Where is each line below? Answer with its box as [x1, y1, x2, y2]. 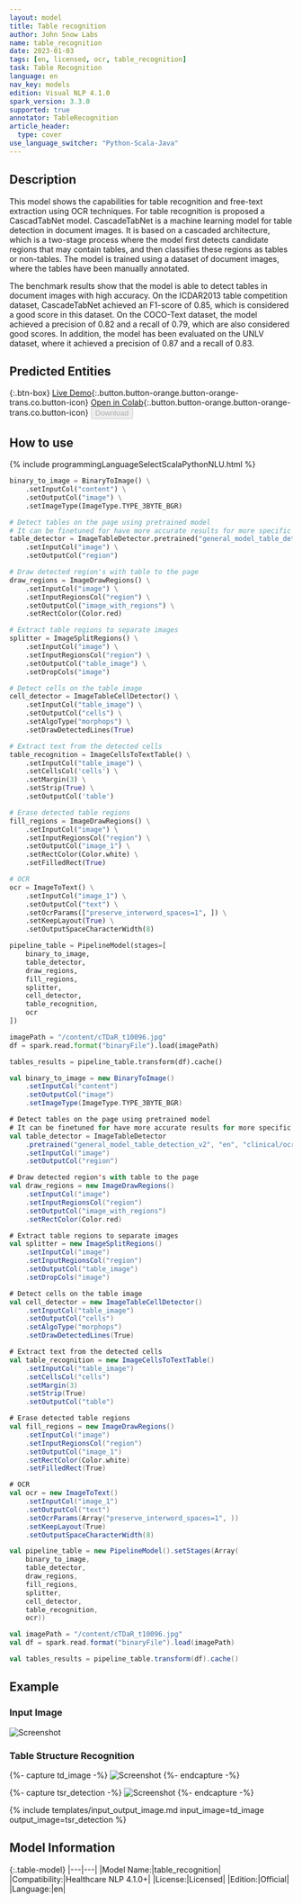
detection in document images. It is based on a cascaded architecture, [9, 224, 271, 235]
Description [9, 172, 76, 187]
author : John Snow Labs [9, 30, 99, 39]
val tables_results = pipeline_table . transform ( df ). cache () [9, 1655, 240, 1664]
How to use [9, 435, 74, 450]
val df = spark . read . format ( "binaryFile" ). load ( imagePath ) [9, 1638, 235, 1647]
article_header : [9, 122, 70, 131]
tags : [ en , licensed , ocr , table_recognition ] [9, 55, 187, 64]
